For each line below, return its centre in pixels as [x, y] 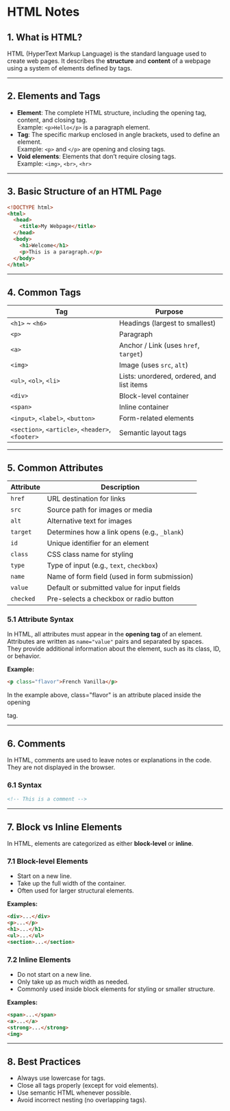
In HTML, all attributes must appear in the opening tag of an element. [105, 634]
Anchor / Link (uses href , [159, 345]
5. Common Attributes [55, 467]
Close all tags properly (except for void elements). [88, 1086]
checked [23, 599]
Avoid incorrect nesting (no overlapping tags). [82, 1100]
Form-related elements [156, 419]
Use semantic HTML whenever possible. [74, 1093]
